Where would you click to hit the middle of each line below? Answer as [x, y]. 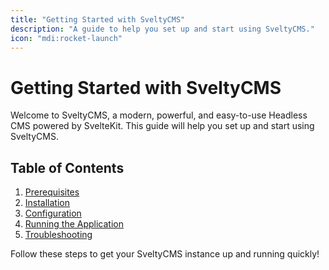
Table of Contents [67, 167]
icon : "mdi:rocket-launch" [66, 38]
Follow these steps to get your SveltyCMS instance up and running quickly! [165, 254]
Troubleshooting [58, 235]
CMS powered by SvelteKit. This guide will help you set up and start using [162, 126]
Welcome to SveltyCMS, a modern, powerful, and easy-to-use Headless [159, 115]
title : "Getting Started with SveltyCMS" [98, 19]
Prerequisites [52, 192]
